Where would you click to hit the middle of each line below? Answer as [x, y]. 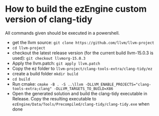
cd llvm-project [29, 48]
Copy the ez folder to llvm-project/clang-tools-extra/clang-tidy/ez [82, 68]
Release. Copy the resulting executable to [54, 98]
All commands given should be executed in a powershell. [62, 33]
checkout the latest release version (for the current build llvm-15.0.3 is [83, 53]
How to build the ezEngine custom [76, 9]
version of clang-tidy [49, 19]
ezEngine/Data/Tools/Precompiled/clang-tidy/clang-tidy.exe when [81, 104]
